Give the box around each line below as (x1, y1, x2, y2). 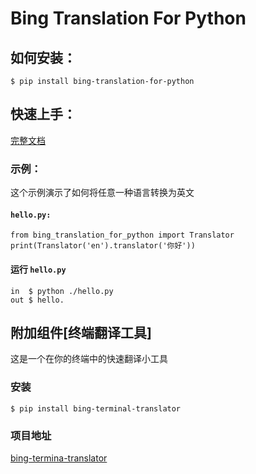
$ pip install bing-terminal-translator (10, 403, 182, 414)
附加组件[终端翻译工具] (10, 324, 152, 341)
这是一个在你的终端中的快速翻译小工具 (10, 353, 168, 365)
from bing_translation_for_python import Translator (10, 230, 235, 241)
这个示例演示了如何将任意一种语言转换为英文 (10, 187, 195, 199)
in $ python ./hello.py (10, 286, 114, 296)
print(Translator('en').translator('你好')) (10, 241, 196, 251)
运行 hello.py (10, 263, 67, 275)
